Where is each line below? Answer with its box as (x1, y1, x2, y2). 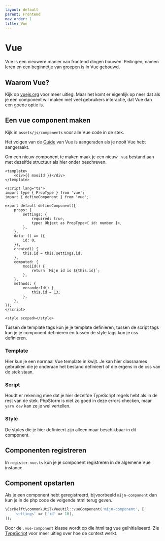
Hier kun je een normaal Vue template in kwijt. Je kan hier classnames (5, 359, 148, 364)
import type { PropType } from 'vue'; (5, 190, 85, 195)
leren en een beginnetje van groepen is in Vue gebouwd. (5, 64, 120, 70)
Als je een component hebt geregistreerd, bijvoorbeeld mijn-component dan (5, 492, 157, 498)
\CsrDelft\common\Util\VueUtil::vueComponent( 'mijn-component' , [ (5, 507, 144, 512)
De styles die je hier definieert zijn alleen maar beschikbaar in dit (5, 426, 136, 433)
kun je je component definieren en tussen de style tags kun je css (5, 329, 139, 335)
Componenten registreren (5, 446, 87, 455)
